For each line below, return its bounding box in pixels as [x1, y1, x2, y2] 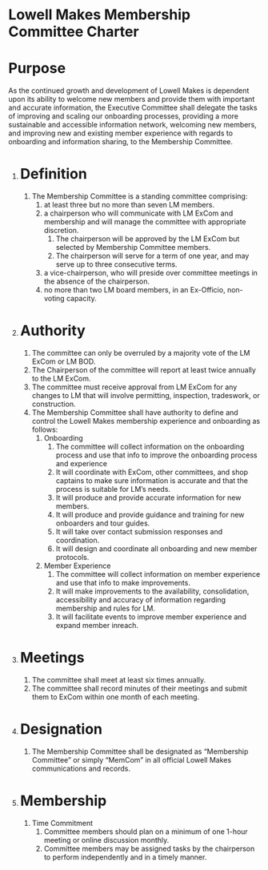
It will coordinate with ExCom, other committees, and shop [55, 467, 249, 477]
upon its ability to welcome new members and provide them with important [8, 95, 255, 104]
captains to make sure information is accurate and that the [55, 476, 248, 485]
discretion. [43, 226, 79, 236]
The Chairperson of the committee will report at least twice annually [31, 365, 256, 374]
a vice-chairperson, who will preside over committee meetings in [43, 268, 258, 278]
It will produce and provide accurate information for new [55, 493, 242, 502]
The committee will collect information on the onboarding [55, 442, 245, 451]
